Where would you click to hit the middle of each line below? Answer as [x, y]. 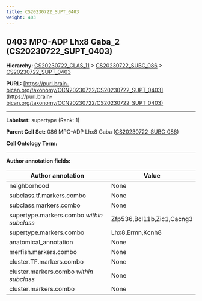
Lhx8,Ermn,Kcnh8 [136, 232]
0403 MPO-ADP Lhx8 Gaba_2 [63, 42]
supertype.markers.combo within [56, 216]
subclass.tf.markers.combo [47, 196]
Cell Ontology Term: [32, 144]
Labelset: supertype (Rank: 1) [43, 120]
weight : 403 [21, 17]
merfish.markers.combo [43, 252]
